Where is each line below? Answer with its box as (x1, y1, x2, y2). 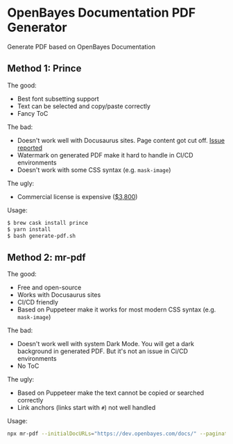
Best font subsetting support (17, 94, 99, 103)
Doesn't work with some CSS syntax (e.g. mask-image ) (17, 165, 171, 174)
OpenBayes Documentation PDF (7, 5, 196, 21)
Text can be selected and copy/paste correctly (17, 102, 151, 110)
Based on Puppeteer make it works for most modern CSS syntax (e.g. (17, 305, 216, 314)
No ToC (17, 362, 40, 370)
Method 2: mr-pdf (7, 251, 86, 263)
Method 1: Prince (7, 62, 82, 74)
